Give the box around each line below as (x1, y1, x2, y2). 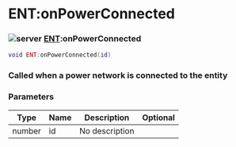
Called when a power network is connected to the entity (8, 70, 228, 81)
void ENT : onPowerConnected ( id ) (8, 51, 112, 60)
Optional (142, 112, 176, 123)
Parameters (8, 91, 54, 103)
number (12, 125, 42, 136)
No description (78, 125, 135, 136)
